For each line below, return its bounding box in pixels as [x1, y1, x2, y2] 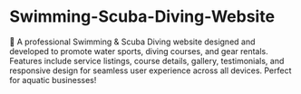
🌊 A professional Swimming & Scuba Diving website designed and [9, 36, 256, 47]
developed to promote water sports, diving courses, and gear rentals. [9, 45, 269, 56]
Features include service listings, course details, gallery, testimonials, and [9, 55, 285, 66]
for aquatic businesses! [9, 74, 97, 85]
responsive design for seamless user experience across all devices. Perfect [9, 65, 292, 76]
